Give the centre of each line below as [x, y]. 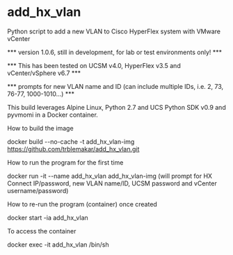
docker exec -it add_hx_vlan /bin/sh [58, 245]
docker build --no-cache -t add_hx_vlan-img [71, 141]
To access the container [42, 231]
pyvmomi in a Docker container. [53, 115]
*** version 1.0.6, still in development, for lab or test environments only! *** [115, 52]
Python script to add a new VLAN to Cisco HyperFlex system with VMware [114, 31]
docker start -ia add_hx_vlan [48, 217]
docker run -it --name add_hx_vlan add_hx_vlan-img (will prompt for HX [110, 176]
